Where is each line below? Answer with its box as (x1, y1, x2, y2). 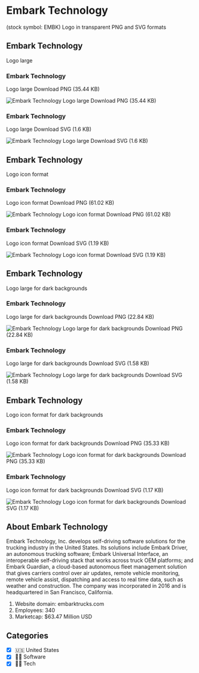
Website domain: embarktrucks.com (14, 600, 105, 608)
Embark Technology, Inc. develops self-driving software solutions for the (6, 538, 186, 545)
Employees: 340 (14, 607, 56, 614)
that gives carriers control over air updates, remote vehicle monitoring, (6, 570, 180, 577)
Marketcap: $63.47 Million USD (14, 613, 93, 620)
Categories (6, 630, 49, 641)
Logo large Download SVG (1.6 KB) (6, 125, 91, 133)
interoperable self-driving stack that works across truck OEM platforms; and (6, 557, 194, 564)
